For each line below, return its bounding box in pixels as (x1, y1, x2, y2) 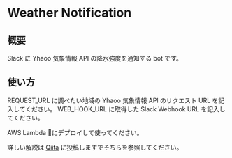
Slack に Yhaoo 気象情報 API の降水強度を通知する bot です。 (7, 54, 183, 62)
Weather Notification (7, 5, 132, 21)
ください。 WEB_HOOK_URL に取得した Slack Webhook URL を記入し (25, 104, 226, 113)
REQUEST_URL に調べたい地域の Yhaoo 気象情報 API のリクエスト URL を (7, 96, 219, 104)
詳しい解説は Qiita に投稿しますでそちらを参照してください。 (7, 143, 183, 151)
